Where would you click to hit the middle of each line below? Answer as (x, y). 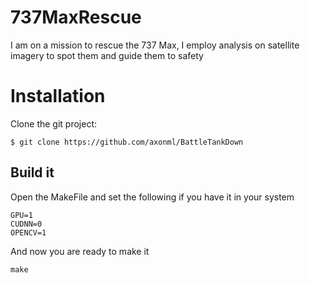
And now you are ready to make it (80, 251)
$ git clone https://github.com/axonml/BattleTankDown (127, 142)
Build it (32, 172)
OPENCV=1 (28, 232)
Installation (58, 96)
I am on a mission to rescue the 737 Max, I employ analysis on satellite (155, 45)
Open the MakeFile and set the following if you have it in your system (152, 197)
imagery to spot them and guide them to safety (107, 55)
